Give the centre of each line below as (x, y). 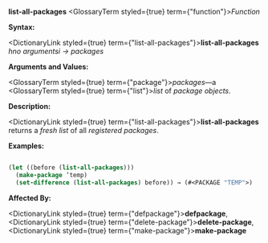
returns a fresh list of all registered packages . (83, 130)
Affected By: (30, 198)
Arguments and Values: (49, 67)
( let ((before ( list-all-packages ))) (71, 168)
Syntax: (22, 27)
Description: (29, 106)
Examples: (26, 146)
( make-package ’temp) (52, 175)
